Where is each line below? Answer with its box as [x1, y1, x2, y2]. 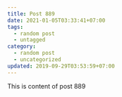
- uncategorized [13, 56, 61, 63]
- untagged [13, 37, 46, 44]
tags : [7, 23, 23, 30]
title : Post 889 [7, 10, 55, 18]
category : [7, 43, 37, 50]
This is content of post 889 [7, 82, 86, 90]
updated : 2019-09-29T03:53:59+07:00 [7, 63, 115, 70]
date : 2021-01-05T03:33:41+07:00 [7, 17, 106, 24]
